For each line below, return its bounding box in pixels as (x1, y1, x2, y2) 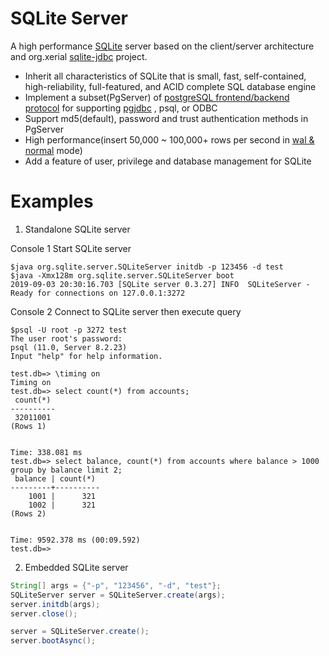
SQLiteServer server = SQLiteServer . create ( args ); (10, 590, 226, 600)
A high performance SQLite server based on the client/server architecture (10, 40, 315, 52)
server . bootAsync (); (10, 636, 97, 646)
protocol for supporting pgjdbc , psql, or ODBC (24, 102, 218, 114)
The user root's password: (10, 333, 123, 344)
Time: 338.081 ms (10, 447, 83, 457)
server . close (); (10, 608, 78, 619)
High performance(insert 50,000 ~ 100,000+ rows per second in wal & (24, 133, 315, 146)
